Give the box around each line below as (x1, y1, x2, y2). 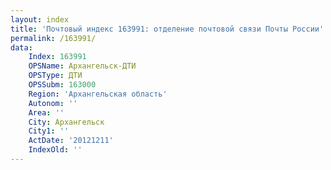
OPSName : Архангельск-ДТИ (28, 61, 137, 71)
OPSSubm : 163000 (28, 80, 97, 90)
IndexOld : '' (28, 145, 83, 155)
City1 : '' (28, 126, 70, 136)
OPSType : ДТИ (28, 71, 83, 81)
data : (10, 42, 33, 53)
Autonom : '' (28, 98, 78, 108)
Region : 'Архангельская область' (28, 89, 168, 99)
